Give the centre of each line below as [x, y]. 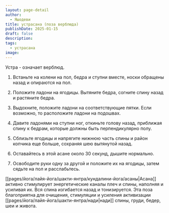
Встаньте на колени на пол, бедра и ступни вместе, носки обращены [88, 77]
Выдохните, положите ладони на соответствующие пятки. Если [82, 108]
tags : [11, 43]
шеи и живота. [21, 206]
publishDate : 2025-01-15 [32, 29]
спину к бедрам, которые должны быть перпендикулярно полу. [82, 128]
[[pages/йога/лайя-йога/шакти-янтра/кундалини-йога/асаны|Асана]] [81, 178]
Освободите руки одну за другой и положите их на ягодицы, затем [86, 163]
